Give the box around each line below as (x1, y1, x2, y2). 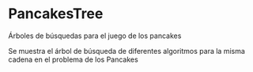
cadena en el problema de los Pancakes (8, 55, 138, 64)
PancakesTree (8, 5, 104, 23)
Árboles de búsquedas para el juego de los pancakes (8, 31, 182, 40)
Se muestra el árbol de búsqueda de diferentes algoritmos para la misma (8, 46, 245, 55)
